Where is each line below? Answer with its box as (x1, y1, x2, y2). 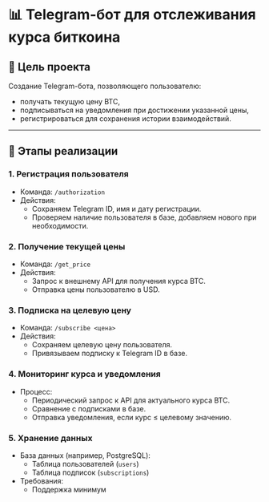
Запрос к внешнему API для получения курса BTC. (31, 276, 207, 285)
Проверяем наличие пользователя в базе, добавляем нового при (31, 213, 257, 222)
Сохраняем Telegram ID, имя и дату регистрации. (31, 204, 202, 213)
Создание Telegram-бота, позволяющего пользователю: (8, 81, 202, 91)
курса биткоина (8, 28, 121, 47)
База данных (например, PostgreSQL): (19, 450, 151, 460)
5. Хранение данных (8, 432, 93, 443)
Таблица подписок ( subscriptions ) (31, 468, 150, 477)
